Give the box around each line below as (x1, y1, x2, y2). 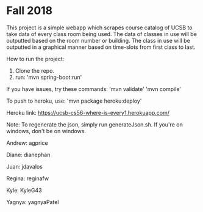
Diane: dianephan (6, 151, 51, 158)
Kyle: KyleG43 (6, 186, 42, 194)
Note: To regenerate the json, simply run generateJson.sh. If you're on (6, 120, 183, 128)
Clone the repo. (15, 67, 55, 74)
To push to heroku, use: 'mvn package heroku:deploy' (6, 97, 142, 104)
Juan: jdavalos (6, 163, 43, 170)
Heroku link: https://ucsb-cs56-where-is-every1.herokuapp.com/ (6, 109, 169, 116)
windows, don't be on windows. (6, 127, 87, 134)
